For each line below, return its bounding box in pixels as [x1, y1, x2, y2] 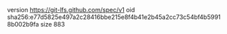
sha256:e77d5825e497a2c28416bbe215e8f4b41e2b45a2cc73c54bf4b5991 [7, 13, 221, 21]
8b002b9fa [7, 20, 39, 28]
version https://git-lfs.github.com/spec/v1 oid [7, 6, 136, 14]
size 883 [40, 20, 65, 28]
